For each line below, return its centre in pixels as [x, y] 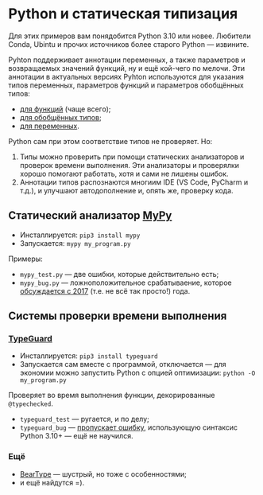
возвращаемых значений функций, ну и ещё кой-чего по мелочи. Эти [127, 68]
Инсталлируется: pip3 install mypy [80, 235]
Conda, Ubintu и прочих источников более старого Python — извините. [129, 44]
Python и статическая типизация [123, 14]
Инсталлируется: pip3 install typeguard [89, 356]
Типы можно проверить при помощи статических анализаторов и [132, 157]
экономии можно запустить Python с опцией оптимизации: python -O [137, 373]
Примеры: [26, 259]
